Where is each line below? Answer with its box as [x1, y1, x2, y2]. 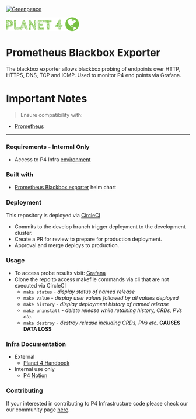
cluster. [14, 229, 33, 236]
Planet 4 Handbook [23, 359, 70, 366]
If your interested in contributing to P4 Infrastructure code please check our [6, 400, 188, 407]
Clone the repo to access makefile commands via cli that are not [14, 276, 169, 283]
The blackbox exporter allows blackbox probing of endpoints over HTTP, [6, 65, 181, 72]
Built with [6, 171, 34, 179]
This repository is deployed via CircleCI [6, 212, 101, 219]
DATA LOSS [23, 325, 52, 333]
